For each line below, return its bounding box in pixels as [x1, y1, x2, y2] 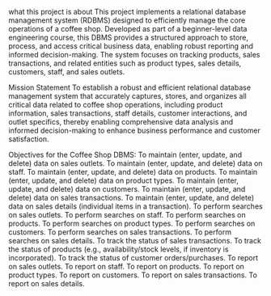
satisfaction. [8, 134, 50, 144]
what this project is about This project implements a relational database [8, 7, 247, 16]
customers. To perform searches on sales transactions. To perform [8, 227, 232, 237]
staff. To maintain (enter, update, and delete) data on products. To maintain [8, 167, 258, 176]
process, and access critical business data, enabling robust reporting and [8, 41, 253, 51]
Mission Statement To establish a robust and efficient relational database [8, 82, 252, 92]
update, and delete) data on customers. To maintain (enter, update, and [8, 184, 246, 193]
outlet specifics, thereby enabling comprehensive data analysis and [8, 117, 234, 126]
